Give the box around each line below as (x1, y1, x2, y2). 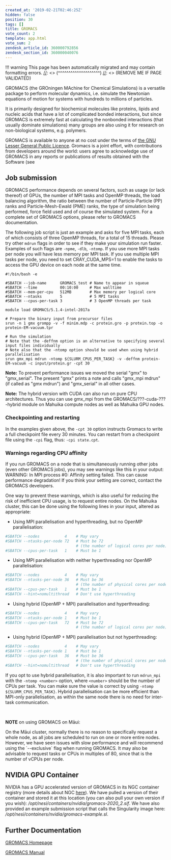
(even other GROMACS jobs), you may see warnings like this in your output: (5, 466, 164, 472)
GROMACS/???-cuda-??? (112, 396, 166, 402)
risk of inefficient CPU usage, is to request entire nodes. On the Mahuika (5, 498, 157, 504)
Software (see (5, 159, 35, 165)
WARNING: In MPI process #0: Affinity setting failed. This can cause (5, 472, 148, 478)
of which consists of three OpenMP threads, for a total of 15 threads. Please (5, 235, 164, 241)
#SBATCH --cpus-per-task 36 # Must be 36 (5, 654, 103, 659)
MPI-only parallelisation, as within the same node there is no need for (5, 694, 151, 700)
